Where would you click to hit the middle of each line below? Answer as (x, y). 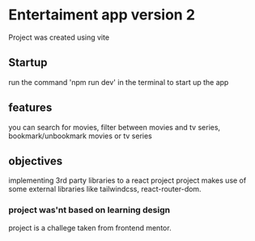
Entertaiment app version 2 (102, 15)
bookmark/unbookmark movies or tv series (80, 136)
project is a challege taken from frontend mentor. (90, 227)
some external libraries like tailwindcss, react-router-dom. (105, 189)
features (30, 108)
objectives (36, 161)
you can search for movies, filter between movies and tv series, (115, 127)
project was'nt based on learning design (89, 210)
